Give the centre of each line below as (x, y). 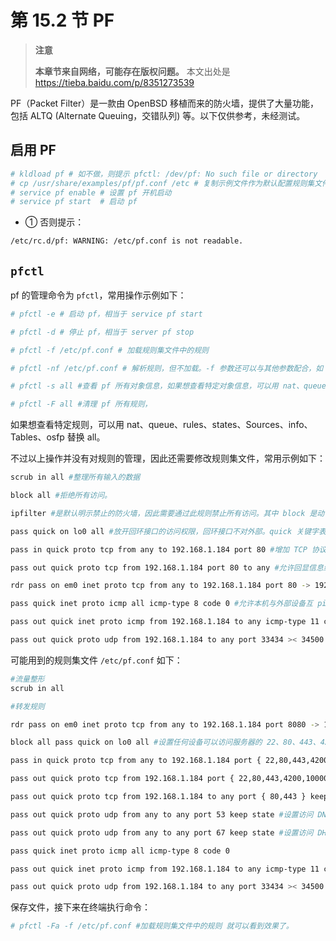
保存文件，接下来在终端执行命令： (80, 907)
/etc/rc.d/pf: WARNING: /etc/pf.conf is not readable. (127, 241)
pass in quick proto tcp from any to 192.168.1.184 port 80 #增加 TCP (159, 549)
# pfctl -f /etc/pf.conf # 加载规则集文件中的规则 (109, 350)
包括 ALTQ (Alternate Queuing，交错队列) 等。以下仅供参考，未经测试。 (158, 115)
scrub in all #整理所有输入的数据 (75, 477)
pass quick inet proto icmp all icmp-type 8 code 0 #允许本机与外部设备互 (162, 604)
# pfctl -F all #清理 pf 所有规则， (81, 404)
